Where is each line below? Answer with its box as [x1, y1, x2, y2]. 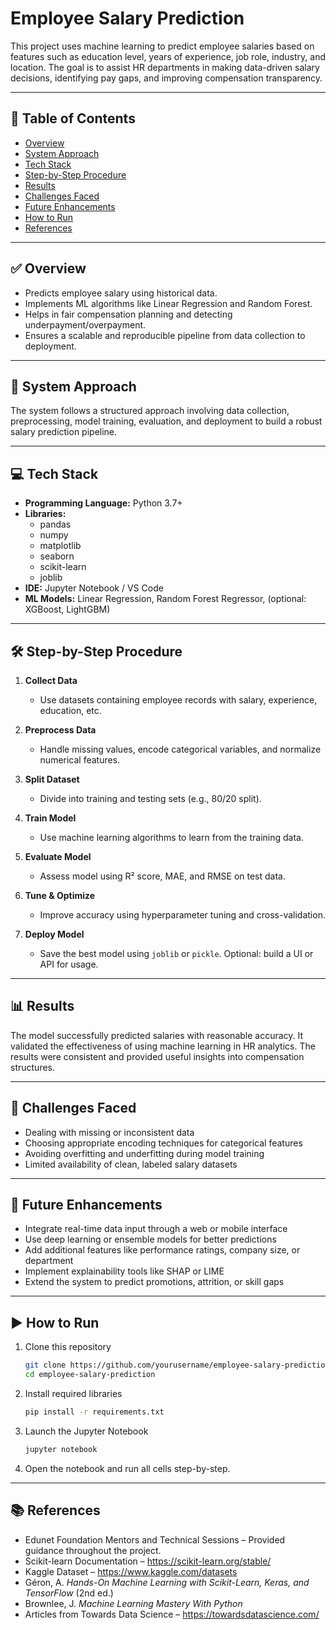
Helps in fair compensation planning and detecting [24, 308, 233, 320]
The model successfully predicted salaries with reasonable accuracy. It [10, 1029, 304, 1041]
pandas [39, 518, 72, 531]
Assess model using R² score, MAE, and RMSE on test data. [39, 870, 286, 882]
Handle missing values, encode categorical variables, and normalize [39, 743, 322, 755]
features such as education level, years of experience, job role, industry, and [10, 50, 326, 62]
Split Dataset [24, 773, 80, 785]
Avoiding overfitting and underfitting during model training [24, 1147, 265, 1159]
